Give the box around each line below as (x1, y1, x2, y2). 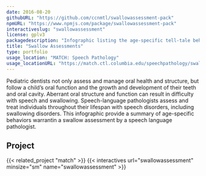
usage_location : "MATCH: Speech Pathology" (6, 55, 120, 61)
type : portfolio (6, 49, 48, 55)
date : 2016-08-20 (6, 9, 51, 15)
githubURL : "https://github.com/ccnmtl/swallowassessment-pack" (6, 15, 174, 21)
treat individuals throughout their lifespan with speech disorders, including (6, 103, 194, 110)
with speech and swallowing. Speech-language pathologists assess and (6, 96, 189, 104)
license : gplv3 (6, 32, 45, 38)
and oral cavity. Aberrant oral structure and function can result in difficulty (6, 90, 194, 98)
